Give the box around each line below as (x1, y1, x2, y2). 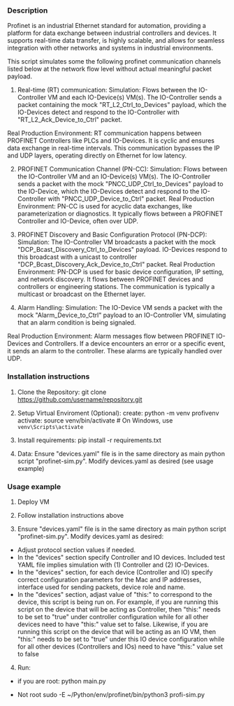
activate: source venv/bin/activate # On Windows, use (17, 416, 173, 425)
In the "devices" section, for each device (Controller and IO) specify (17, 567, 213, 576)
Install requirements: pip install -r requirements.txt (17, 436, 162, 444)
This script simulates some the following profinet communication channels (7, 57, 221, 66)
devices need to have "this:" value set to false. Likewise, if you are (17, 620, 208, 628)
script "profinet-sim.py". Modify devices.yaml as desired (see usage (17, 457, 214, 465)
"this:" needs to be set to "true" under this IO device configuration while (17, 635, 225, 643)
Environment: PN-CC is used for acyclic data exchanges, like (17, 202, 193, 211)
